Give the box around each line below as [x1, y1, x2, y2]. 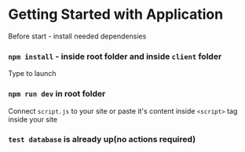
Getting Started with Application [8, 5, 224, 24]
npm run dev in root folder [8, 89, 106, 100]
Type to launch [8, 69, 57, 78]
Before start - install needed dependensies [8, 31, 147, 41]
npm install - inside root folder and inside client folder [8, 51, 222, 62]
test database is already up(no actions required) [8, 134, 196, 145]
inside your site [8, 114, 57, 124]
